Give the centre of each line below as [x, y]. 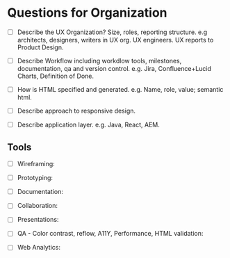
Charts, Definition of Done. [56, 76]
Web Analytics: [39, 248]
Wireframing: [36, 164]
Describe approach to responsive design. [76, 111]
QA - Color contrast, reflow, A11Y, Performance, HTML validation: [110, 234]
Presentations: [38, 220]
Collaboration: [37, 206]
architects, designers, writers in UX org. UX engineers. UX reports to [115, 40]
